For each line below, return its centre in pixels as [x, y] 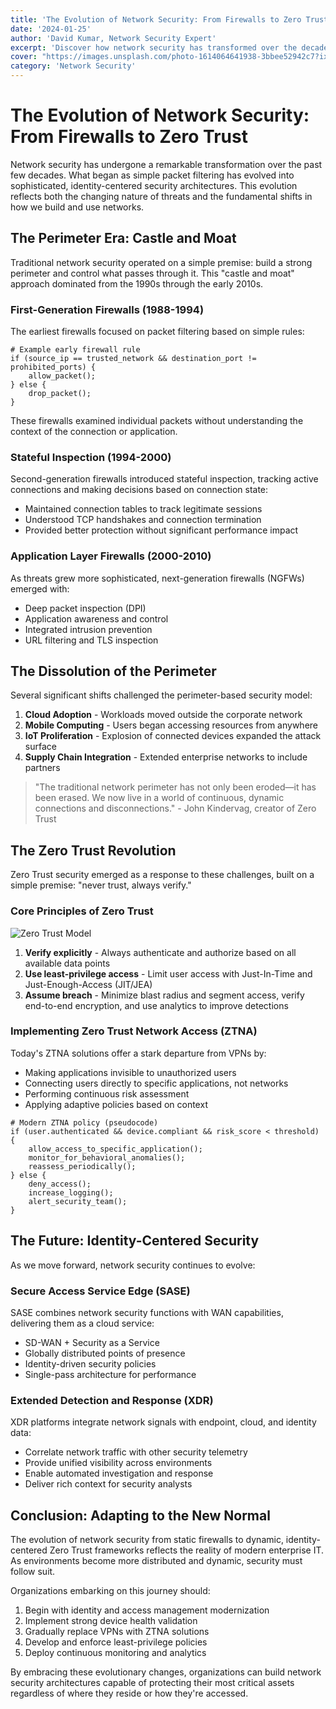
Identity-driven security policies [90, 1363]
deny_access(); [60, 1184]
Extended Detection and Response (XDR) [112, 1400]
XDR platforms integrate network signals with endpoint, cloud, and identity [163, 1422]
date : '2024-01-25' [51, 29]
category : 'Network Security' [73, 66]
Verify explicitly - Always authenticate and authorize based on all [160, 952]
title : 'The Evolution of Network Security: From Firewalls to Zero [156, 19]
